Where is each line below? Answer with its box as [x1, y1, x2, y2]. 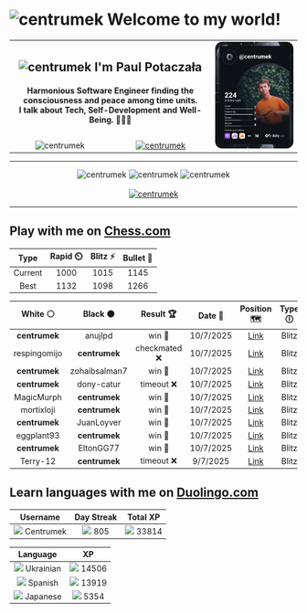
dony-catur [77, 379, 122, 390]
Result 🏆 [140, 309, 177, 320]
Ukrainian [25, 563, 62, 575]
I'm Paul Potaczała [94, 59, 203, 75]
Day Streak [74, 512, 118, 523]
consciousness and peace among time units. [23, 95, 198, 106]
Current [13, 268, 43, 279]
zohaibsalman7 [69, 365, 128, 376]
